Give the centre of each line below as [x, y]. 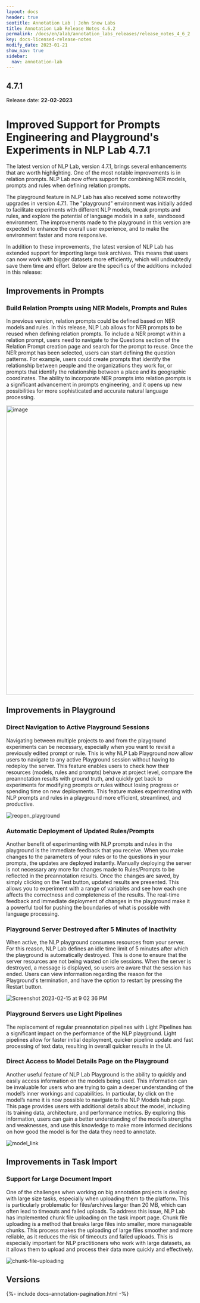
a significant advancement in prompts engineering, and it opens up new [94, 384]
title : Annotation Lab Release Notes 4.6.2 [61, 28]
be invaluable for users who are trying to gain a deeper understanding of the [100, 1087]
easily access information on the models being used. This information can [97, 1081]
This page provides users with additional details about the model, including [98, 1106]
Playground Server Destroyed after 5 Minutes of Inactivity [91, 929]
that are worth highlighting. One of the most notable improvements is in [93, 173]
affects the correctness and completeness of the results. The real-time [93, 895]
